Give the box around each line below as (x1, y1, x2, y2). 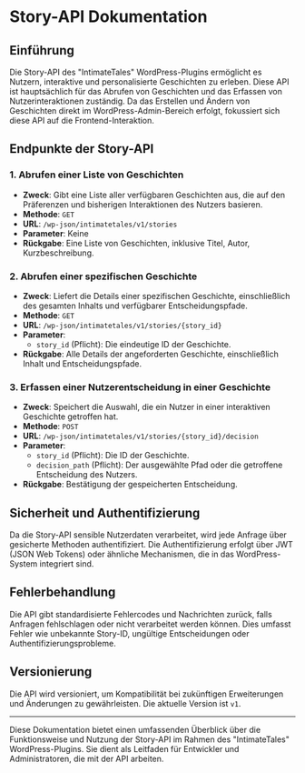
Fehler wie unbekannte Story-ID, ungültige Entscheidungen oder (9, 627, 250, 638)
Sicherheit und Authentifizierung (9, 505, 201, 520)
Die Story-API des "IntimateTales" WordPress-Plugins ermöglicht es (9, 66, 262, 77)
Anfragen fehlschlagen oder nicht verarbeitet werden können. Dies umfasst (9, 618, 291, 629)
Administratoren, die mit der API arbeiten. (9, 753, 164, 764)
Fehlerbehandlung (9, 585, 116, 600)
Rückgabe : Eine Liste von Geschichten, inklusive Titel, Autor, (22, 237, 251, 248)
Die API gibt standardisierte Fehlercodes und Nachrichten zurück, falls (9, 608, 272, 619)
